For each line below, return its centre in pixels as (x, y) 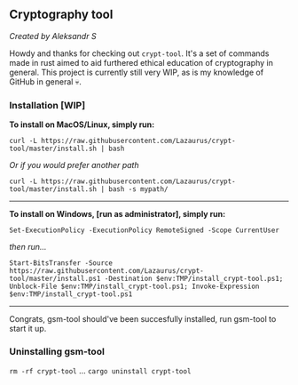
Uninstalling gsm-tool (57, 352)
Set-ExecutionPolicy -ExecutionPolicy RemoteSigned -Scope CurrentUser (144, 230)
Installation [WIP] (47, 105)
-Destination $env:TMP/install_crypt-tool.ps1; (194, 279)
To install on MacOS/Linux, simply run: (82, 124)
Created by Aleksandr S (53, 36)
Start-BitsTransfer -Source (61, 263)
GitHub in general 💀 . (46, 81)
